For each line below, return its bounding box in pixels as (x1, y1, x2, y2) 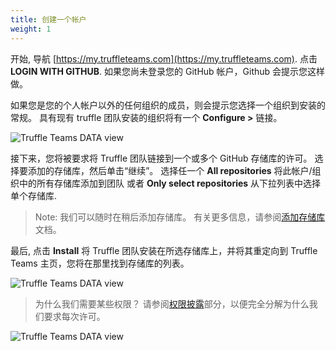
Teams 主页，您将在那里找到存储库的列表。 (10, 257, 190, 269)
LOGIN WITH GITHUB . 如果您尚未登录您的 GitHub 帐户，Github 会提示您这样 (10, 65, 326, 77)
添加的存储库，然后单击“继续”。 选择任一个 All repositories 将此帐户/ (27, 164, 313, 176)
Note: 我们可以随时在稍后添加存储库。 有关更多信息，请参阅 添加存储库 (34, 211, 326, 223)
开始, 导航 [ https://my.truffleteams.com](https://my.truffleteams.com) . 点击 (10, 52, 318, 65)
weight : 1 (10, 24, 52, 34)
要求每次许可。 (43, 310, 106, 322)
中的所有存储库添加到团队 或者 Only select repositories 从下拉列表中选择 (18, 177, 322, 189)
